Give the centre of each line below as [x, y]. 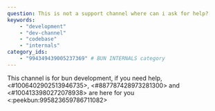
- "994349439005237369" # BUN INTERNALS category [93, 59]
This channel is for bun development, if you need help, [85, 78]
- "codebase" [38, 39]
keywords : [21, 20]
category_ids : [28, 52]
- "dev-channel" [43, 33]
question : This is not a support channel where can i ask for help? [108, 13]
